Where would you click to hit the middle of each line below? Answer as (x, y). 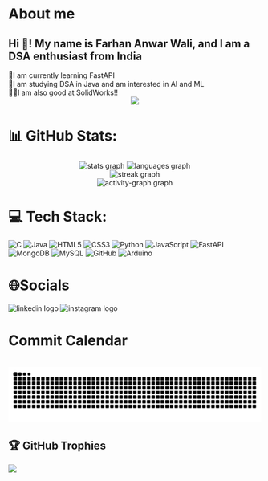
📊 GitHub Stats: (63, 136)
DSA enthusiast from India (75, 56)
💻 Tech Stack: (58, 217)
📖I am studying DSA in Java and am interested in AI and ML (106, 84)
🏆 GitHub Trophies (57, 446)
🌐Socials (39, 285)
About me (42, 14)
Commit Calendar (68, 341)
